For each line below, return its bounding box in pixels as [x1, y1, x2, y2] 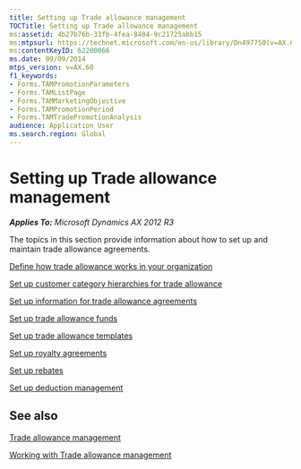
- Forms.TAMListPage [9, 88, 87, 97]
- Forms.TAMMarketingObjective [9, 96, 126, 106]
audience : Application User [9, 122, 115, 131]
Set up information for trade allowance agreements [9, 295, 198, 306]
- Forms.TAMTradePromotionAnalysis [9, 113, 142, 122]
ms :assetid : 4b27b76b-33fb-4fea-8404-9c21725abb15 [9, 30, 202, 38]
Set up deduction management [9, 382, 124, 393]
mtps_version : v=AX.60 [9, 64, 94, 72]
